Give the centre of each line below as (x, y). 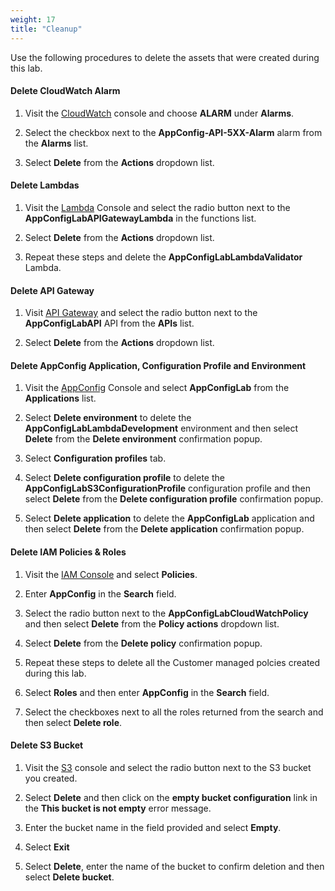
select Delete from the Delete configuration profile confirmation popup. (174, 499)
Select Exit (47, 847)
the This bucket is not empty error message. (118, 808)
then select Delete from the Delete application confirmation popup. (164, 529)
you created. (51, 778)
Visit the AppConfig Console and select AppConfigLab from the (157, 388)
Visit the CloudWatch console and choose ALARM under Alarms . (159, 113)
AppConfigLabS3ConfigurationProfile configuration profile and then (167, 488)
